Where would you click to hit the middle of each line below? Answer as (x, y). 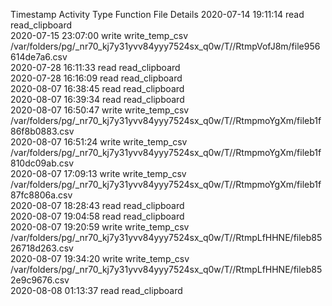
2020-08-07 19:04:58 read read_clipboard (97, 216)
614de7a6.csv (39, 57)
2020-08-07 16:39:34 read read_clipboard (97, 99)
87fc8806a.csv (41, 195)
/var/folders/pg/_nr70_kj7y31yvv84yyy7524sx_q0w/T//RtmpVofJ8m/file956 (165, 46)
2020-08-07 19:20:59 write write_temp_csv (100, 227)
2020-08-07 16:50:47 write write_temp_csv (100, 110)
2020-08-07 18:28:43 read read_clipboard (97, 205)
